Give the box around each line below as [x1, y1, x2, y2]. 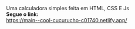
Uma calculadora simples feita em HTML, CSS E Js [6, 5, 129, 11]
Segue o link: [6, 11, 39, 18]
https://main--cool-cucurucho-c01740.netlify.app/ [6, 17, 127, 23]
